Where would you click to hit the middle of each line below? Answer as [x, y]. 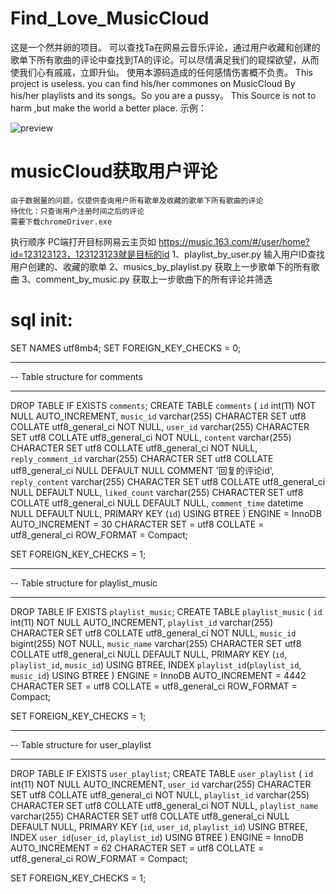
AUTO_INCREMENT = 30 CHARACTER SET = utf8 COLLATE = [137, 524]
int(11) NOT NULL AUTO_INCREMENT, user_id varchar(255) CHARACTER [161, 784]
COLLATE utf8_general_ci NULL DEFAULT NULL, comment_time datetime [157, 503]
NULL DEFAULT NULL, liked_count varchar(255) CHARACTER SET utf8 [157, 492]
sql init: [41, 320]
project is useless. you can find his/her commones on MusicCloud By [153, 83]
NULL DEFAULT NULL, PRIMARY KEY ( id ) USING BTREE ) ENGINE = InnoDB [166, 513]
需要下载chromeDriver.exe [61, 222]
